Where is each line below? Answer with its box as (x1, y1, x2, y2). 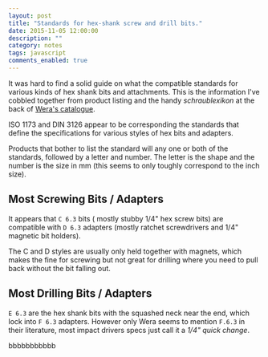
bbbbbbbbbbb (8, 340, 56, 350)
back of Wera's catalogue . (8, 103, 95, 113)
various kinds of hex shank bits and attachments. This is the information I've (8, 87, 260, 96)
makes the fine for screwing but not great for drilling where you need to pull (8, 254, 258, 265)
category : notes (8, 42, 63, 50)
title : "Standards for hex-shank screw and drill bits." (8, 19, 203, 27)
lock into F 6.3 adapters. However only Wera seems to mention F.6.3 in (8, 316, 246, 326)
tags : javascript (8, 49, 67, 57)
